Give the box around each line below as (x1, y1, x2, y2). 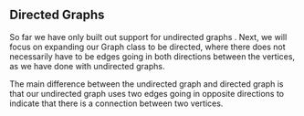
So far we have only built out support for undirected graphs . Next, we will (9, 31, 288, 42)
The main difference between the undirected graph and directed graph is (9, 78, 284, 90)
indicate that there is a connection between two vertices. (9, 98, 224, 109)
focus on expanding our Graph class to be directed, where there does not (9, 41, 286, 52)
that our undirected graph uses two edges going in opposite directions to (9, 88, 285, 99)
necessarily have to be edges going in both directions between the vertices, (9, 50, 295, 62)
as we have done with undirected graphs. (9, 60, 165, 71)
